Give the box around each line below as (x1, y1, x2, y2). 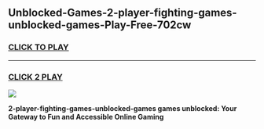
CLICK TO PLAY (8, 42, 69, 53)
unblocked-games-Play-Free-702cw (8, 19, 192, 32)
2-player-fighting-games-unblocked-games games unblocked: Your (8, 103, 237, 113)
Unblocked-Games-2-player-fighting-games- (8, 6, 237, 20)
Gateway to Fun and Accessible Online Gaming (8, 112, 164, 121)
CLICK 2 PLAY (8, 71, 63, 82)
